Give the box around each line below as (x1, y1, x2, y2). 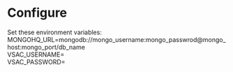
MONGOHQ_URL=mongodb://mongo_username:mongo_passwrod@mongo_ (7, 35, 226, 43)
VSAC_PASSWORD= (7, 57, 66, 66)
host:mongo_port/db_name (7, 43, 86, 51)
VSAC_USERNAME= (7, 50, 65, 59)
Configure (7, 5, 68, 21)
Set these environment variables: (7, 28, 103, 36)
